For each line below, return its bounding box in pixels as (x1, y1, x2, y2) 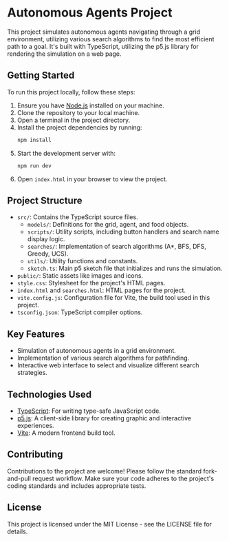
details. (7, 527, 28, 535)
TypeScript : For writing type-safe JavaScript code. (17, 407, 162, 415)
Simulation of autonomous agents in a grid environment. (17, 347, 177, 355)
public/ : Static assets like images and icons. (17, 272, 143, 280)
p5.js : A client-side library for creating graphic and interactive (17, 414, 191, 422)
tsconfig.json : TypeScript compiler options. (17, 308, 143, 316)
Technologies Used (7, 388, 91, 400)
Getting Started (7, 70, 75, 81)
